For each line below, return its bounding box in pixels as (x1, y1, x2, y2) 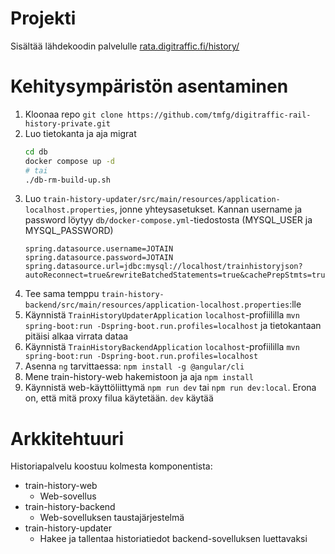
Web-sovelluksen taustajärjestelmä (39, 512, 185, 524)
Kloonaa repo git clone (24, 108, 123, 120)
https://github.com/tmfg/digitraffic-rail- (127, 110, 312, 120)
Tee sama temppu (24, 288, 100, 300)
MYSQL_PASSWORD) (24, 225, 114, 237)
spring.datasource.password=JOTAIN (24, 253, 174, 263)
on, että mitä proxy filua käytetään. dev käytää (24, 392, 214, 404)
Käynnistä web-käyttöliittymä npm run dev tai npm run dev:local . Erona (24, 382, 317, 394)
